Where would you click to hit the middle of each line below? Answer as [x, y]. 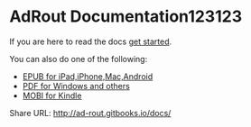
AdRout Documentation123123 [125, 17]
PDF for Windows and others [76, 86]
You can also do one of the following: [79, 59]
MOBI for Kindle [52, 95]
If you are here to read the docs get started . [91, 41]
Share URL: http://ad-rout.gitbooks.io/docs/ [90, 113]
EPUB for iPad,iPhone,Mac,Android [88, 76]
